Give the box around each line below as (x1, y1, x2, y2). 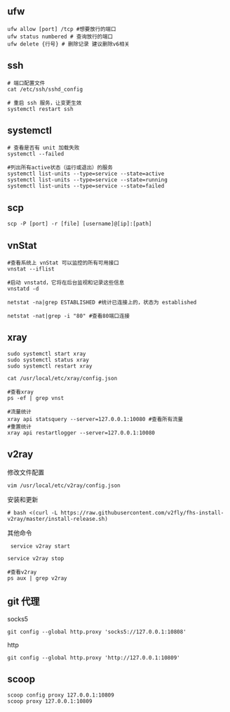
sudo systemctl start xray (7, 350, 86, 357)
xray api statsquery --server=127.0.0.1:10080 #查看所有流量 (7, 415, 184, 422)
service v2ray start (10, 543, 71, 550)
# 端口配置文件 (7, 79, 46, 86)
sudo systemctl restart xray (7, 362, 93, 370)
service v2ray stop (7, 555, 65, 562)
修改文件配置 (7, 467, 44, 477)
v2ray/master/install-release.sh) (7, 515, 109, 522)
